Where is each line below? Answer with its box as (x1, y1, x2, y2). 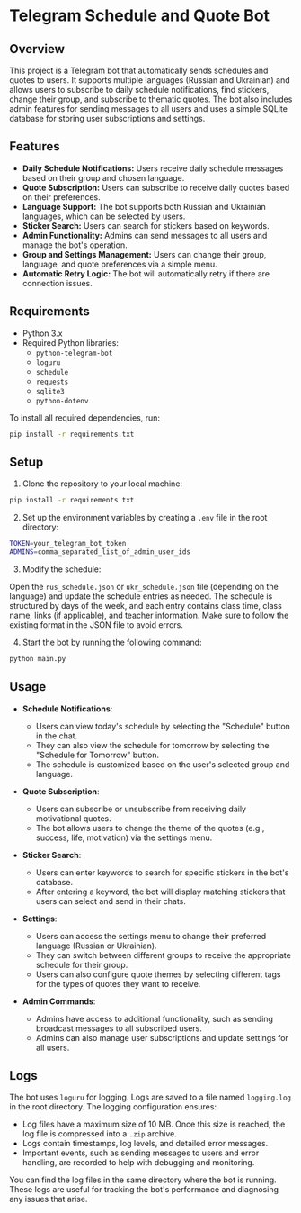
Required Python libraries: (22, 337, 120, 348)
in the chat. (35, 730, 78, 741)
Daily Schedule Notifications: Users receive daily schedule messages (22, 163, 284, 174)
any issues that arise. (9, 1194, 88, 1205)
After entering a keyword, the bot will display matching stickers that (35, 886, 286, 897)
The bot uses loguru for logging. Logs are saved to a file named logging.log (9, 1091, 292, 1103)
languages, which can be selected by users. (22, 211, 186, 222)
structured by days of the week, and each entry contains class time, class (9, 600, 283, 611)
